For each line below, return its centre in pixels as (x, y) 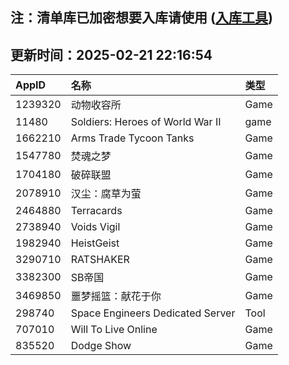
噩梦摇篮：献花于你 (116, 296)
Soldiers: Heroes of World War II (146, 122)
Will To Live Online (114, 330)
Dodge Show (101, 346)
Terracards (96, 211)
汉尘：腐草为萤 (106, 194)
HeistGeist (95, 243)
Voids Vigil (95, 227)
